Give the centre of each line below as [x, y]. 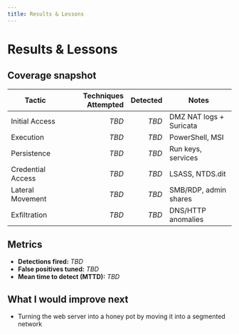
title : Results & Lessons [46, 14]
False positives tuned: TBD [58, 269]
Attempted [105, 104]
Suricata [184, 126]
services [184, 158]
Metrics [25, 244]
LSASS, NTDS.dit [198, 173]
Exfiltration [29, 215]
